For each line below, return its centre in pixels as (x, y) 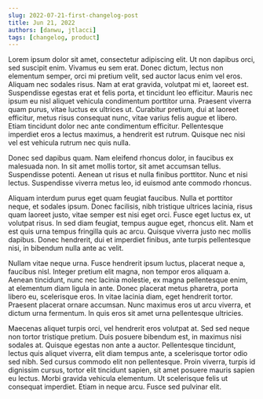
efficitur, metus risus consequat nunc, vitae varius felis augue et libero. (123, 118)
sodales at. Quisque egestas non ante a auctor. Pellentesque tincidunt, (122, 345)
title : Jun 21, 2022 (42, 23)
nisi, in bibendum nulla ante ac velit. (66, 248)
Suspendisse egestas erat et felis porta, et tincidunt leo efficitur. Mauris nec (131, 93)
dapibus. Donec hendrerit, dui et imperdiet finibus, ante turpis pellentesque (130, 240)
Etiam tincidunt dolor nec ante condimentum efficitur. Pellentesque (116, 126)
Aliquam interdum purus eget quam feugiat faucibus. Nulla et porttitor (121, 198)
